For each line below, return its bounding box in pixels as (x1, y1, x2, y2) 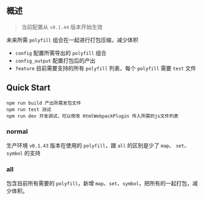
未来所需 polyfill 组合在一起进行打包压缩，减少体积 (6, 36, 139, 43)
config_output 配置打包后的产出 (15, 57, 96, 64)
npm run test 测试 (6, 106, 51, 113)
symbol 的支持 (6, 149, 41, 157)
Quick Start (6, 83, 51, 93)
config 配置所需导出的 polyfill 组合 (15, 49, 107, 56)
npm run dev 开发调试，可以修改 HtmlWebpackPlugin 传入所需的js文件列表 (6, 113, 179, 119)
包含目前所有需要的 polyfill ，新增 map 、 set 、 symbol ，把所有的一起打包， (6, 180, 193, 187)
